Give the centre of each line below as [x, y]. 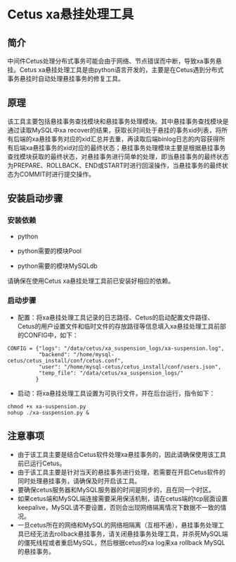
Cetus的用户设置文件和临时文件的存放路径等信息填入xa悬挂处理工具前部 [122, 326]
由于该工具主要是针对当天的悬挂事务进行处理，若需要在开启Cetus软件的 [122, 472]
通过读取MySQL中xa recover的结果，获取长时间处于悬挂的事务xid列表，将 [114, 130]
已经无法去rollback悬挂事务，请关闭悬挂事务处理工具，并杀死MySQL [123, 534]
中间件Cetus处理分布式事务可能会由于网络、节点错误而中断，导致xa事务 [112, 61]
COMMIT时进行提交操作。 [57, 174]
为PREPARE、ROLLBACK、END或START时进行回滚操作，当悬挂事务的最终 [115, 165]
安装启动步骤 [35, 198]
